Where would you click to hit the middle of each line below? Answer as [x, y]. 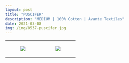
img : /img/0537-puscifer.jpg [36, 28]
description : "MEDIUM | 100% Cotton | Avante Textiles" [65, 19]
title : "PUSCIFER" [24, 14]
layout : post [19, 10]
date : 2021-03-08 [23, 24]
